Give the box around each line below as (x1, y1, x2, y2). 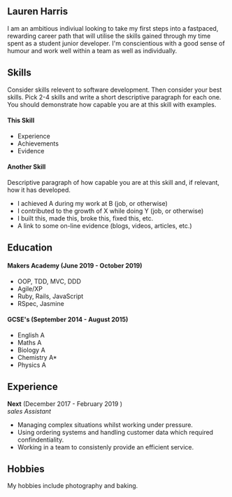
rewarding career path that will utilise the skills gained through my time (7, 31, 211, 40)
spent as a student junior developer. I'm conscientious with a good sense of (7, 38, 225, 48)
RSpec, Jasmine (17, 299, 64, 307)
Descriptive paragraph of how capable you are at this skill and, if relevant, (7, 178, 220, 187)
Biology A (17, 346, 45, 354)
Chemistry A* (17, 353, 57, 361)
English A (17, 330, 45, 339)
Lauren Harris (7, 6, 68, 17)
